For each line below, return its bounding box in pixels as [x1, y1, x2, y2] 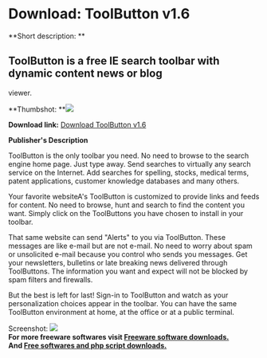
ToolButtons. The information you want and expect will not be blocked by [8, 266, 249, 276]
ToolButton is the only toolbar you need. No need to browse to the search [8, 151, 249, 160]
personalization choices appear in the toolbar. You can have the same [8, 298, 238, 308]
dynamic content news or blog [8, 67, 163, 81]
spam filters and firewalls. [8, 274, 93, 284]
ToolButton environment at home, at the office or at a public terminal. [8, 307, 235, 317]
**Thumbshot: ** [8, 104, 66, 114]
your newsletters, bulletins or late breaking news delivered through [8, 258, 228, 267]
